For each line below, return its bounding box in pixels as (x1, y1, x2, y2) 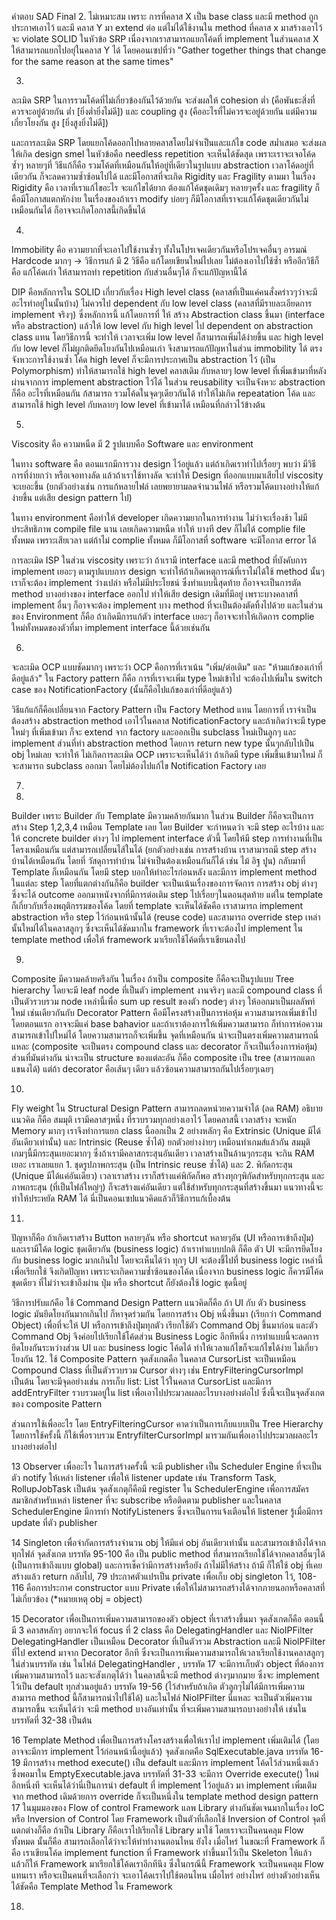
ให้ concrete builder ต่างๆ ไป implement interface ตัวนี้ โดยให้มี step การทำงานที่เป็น (11, 832, 323, 844)
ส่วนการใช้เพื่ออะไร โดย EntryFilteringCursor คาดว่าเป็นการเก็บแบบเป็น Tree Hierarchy (11, 1418, 324, 1430)
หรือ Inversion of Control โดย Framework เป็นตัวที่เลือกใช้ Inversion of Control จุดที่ (11, 1813, 326, 1825)
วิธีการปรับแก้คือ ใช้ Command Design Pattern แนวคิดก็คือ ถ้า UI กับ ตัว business (11, 1297, 307, 1308)
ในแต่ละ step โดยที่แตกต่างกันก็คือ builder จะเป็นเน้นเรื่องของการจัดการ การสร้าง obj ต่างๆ (11, 877, 318, 889)
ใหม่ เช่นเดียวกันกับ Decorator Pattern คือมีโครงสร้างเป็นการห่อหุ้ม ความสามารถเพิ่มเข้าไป (11, 1007, 318, 1018)
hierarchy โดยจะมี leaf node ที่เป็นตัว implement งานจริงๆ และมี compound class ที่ (11, 984, 323, 996)
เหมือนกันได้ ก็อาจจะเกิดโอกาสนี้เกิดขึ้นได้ (11, 204, 146, 216)
